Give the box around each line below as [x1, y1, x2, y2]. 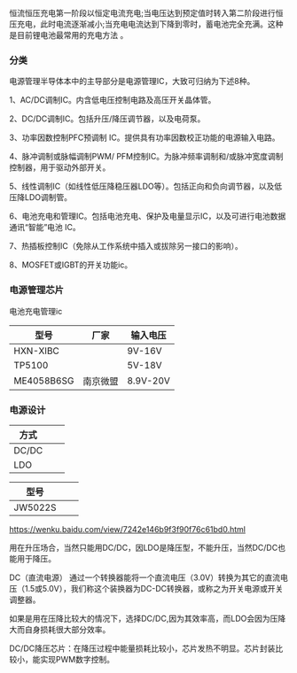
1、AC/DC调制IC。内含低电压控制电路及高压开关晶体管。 [9, 95, 216, 105]
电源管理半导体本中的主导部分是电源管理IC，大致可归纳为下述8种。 [9, 76, 255, 87]
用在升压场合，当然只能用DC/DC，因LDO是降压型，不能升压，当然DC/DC [9, 542, 278, 553]
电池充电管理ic [9, 306, 63, 316]
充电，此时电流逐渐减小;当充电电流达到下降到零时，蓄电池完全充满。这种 [16, 19, 284, 29]
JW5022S [13, 501, 57, 514]
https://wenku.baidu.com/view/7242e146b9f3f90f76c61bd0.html [9, 523, 246, 534]
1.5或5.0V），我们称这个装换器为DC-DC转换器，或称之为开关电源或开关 [24, 583, 284, 593]
